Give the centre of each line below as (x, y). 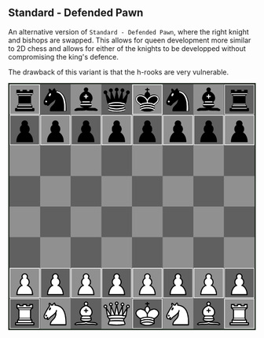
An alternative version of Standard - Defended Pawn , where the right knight (128, 31)
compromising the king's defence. (64, 56)
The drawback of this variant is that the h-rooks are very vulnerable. (119, 72)
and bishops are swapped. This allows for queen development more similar (130, 40)
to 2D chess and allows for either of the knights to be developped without (127, 48)
